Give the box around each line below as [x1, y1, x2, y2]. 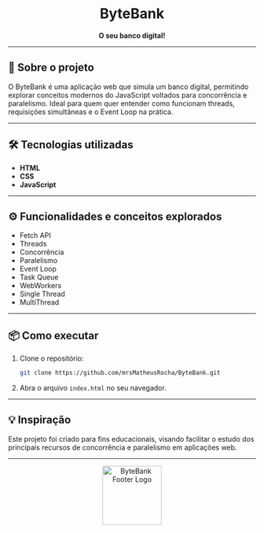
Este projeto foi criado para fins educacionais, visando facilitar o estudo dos [8, 434, 255, 443]
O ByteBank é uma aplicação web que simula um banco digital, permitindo [8, 82, 249, 91]
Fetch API [19, 231, 51, 240]
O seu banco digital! [98, 31, 166, 40]
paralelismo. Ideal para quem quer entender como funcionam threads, [8, 98, 236, 108]
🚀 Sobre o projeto [8, 61, 94, 75]
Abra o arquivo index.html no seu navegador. [19, 383, 167, 393]
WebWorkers [19, 281, 62, 291]
